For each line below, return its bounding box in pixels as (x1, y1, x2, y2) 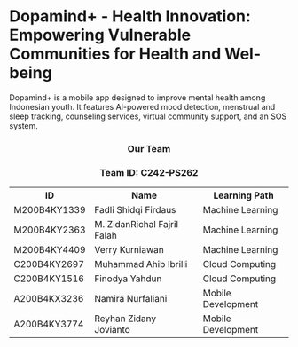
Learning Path (213, 189, 274, 201)
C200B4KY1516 (13, 272, 84, 285)
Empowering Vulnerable (9, 25, 192, 45)
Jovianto (94, 324, 130, 336)
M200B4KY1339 (13, 204, 86, 217)
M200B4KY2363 (13, 224, 86, 236)
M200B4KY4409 (13, 244, 86, 256)
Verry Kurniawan (94, 244, 164, 256)
